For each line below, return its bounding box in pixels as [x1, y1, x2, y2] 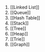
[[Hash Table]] [10, 15, 40, 20]
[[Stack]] [10, 20, 29, 26]
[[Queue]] [10, 9, 31, 15]
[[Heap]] [10, 31, 28, 36]
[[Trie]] [10, 36, 25, 42]
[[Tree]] [10, 25, 26, 31]
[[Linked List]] [10, 4, 39, 10]
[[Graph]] [10, 41, 30, 47]
